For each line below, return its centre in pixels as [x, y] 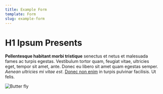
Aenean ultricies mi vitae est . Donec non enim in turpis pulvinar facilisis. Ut [81, 72]
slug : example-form [25, 19]
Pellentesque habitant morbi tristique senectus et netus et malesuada [77, 56]
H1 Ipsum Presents [44, 43]
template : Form [21, 14]
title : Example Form [26, 9]
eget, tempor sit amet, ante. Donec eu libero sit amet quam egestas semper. [81, 67]
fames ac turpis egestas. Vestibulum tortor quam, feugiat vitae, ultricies [77, 61]
